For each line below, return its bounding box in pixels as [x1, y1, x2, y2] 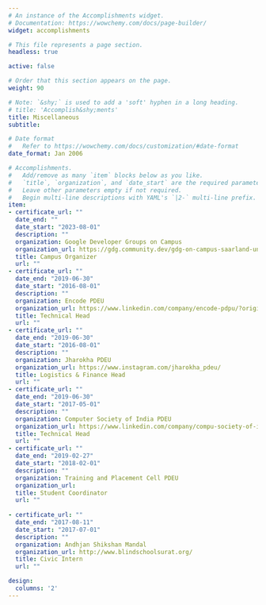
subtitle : [8, 121, 41, 129]
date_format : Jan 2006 [8, 150, 83, 158]
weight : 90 [8, 84, 44, 92]
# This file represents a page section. [8, 40, 144, 48]
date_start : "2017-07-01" [15, 526, 101, 534]
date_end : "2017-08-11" [15, 518, 93, 526]
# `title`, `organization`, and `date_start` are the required [8, 179, 228, 187]
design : [8, 577, 34, 585]
